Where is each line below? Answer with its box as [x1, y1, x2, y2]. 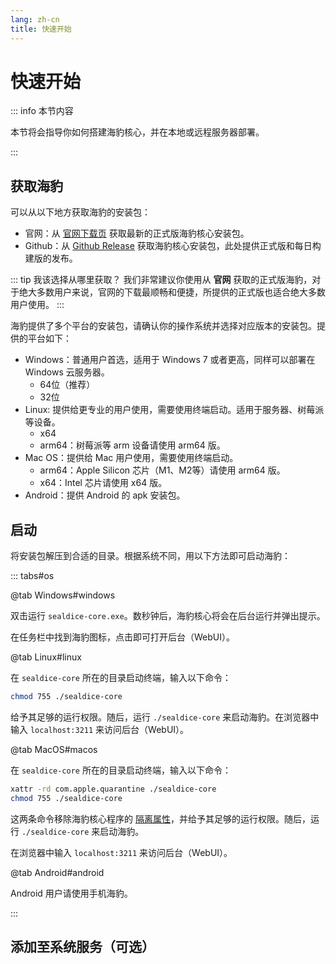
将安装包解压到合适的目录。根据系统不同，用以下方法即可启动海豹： [10, 550, 291, 562]
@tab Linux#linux [10, 651, 82, 663]
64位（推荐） [39, 379, 96, 391]
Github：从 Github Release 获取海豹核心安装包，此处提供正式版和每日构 [24, 240, 322, 252]
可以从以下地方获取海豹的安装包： [10, 206, 151, 218]
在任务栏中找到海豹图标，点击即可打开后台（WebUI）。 [10, 631, 235, 643]
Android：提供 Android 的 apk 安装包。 [24, 489, 186, 501]
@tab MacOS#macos [10, 743, 98, 755]
